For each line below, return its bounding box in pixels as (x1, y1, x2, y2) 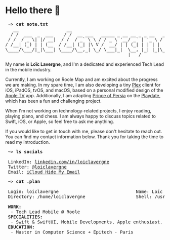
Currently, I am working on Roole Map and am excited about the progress (5, 76, 158, 83)
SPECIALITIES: (8, 214, 43, 220)
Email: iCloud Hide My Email (8, 169, 80, 175)
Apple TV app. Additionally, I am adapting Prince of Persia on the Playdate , (5, 92, 161, 98)
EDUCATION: (8, 224, 35, 230)
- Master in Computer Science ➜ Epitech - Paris (10, 229, 134, 235)
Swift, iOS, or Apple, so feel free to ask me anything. (5, 118, 114, 125)
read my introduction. (5, 139, 50, 145)
